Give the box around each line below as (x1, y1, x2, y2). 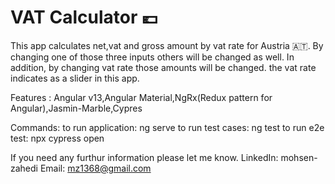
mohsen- (280, 151, 318, 163)
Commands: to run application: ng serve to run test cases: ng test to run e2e (10, 121, 325, 133)
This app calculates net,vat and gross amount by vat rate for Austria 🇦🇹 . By (10, 39, 324, 51)
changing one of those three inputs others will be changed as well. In (10, 51, 295, 63)
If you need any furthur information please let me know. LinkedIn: (10, 151, 279, 163)
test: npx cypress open (10, 132, 105, 144)
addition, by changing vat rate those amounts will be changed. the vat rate (10, 61, 317, 73)
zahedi (10, 162, 38, 174)
